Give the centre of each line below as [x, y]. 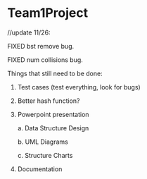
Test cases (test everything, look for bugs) [79, 87]
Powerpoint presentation [53, 114]
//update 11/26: [29, 32]
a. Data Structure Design [53, 128]
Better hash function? [49, 101]
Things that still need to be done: [55, 73]
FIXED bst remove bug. [41, 46]
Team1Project [48, 13]
